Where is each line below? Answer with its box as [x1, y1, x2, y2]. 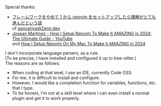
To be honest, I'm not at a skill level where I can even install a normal [12, 90, 149, 96]
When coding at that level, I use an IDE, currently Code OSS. [12, 70, 133, 75]
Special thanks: [5, 4, 36, 10]
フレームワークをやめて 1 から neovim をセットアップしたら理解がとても [12, 14, 156, 20]
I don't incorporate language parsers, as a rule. [5, 50, 99, 56]
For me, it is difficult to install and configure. [12, 75, 100, 80]
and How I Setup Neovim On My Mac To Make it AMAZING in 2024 [12, 41, 145, 46]
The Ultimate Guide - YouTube [12, 36, 73, 41]
